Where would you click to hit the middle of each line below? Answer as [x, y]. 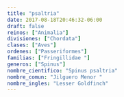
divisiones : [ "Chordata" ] [44, 39]
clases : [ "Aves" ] [32, 45]
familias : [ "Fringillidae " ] [49, 58]
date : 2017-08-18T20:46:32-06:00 [55, 20]
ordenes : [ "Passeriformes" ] [47, 52]
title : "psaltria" [33, 13]
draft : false [26, 26]
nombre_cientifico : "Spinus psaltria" [62, 70]
